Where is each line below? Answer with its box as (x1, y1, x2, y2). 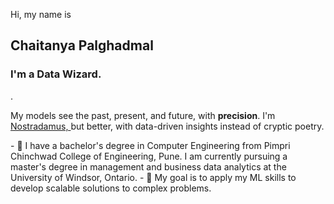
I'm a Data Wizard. (10, 67, 102, 81)
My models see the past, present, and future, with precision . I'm (10, 109, 276, 121)
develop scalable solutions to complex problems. (10, 182, 212, 194)
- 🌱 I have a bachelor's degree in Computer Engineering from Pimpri (10, 139, 291, 151)
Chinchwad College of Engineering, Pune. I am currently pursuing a (10, 150, 288, 162)
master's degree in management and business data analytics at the (10, 160, 287, 173)
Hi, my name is (10, 9, 72, 20)
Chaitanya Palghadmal (10, 37, 154, 54)
